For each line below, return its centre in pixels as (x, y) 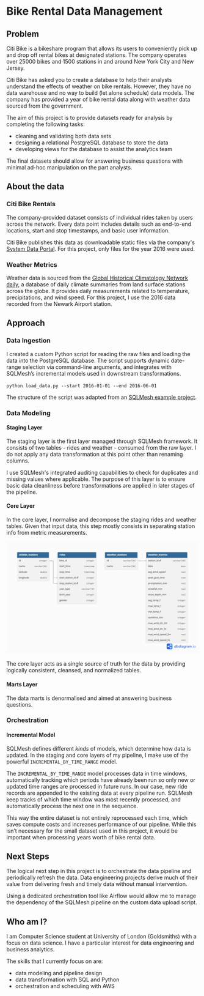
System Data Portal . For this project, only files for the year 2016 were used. (101, 248)
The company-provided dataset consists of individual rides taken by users (100, 217)
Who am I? (27, 922)
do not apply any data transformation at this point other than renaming (95, 454)
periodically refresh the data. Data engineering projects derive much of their (102, 878)
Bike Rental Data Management (85, 11)
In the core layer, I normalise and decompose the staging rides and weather (101, 519)
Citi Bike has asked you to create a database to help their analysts (89, 80)
